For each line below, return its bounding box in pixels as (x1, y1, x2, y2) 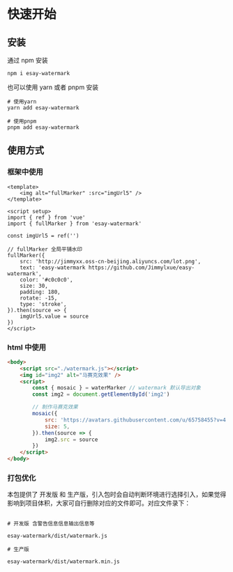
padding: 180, (20, 288, 61, 295)
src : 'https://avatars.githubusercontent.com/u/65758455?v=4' (44, 416, 230, 424)
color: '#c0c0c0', (20, 276, 73, 283)
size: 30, (20, 282, 49, 289)
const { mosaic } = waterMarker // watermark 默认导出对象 (32, 385, 201, 392)
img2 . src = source (44, 436, 98, 443)
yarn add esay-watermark (7, 105, 80, 111)
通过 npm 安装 (7, 56, 48, 64)
